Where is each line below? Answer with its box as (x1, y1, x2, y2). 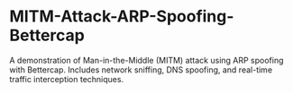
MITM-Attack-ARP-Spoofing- (9, 6, 234, 27)
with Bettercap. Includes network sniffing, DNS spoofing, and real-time (9, 64, 273, 75)
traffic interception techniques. (9, 73, 124, 84)
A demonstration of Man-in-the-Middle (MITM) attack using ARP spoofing (9, 55, 284, 65)
